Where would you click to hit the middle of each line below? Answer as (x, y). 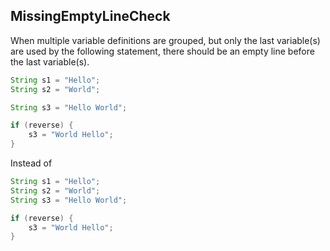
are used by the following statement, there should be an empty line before (162, 51)
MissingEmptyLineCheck (90, 16)
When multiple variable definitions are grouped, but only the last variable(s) (165, 40)
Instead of (31, 163)
